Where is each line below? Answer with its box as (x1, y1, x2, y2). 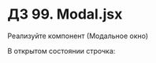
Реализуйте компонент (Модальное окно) (7, 31, 149, 40)
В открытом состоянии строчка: (7, 46, 116, 55)
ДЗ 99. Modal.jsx (7, 5, 123, 23)
